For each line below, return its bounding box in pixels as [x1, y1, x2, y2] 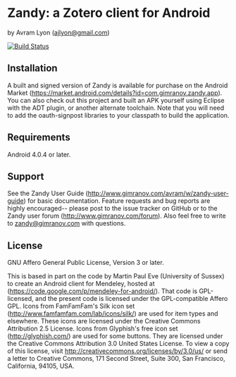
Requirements [7, 132, 70, 144]
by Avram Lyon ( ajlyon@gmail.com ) [7, 28, 111, 37]
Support [7, 171, 44, 183]
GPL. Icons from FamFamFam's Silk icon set [7, 302, 135, 311]
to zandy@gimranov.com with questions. [7, 219, 126, 228]
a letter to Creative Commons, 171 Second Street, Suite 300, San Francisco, [7, 354, 225, 363]
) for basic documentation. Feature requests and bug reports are [23, 197, 211, 205]
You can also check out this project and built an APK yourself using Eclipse [7, 96, 225, 104]
